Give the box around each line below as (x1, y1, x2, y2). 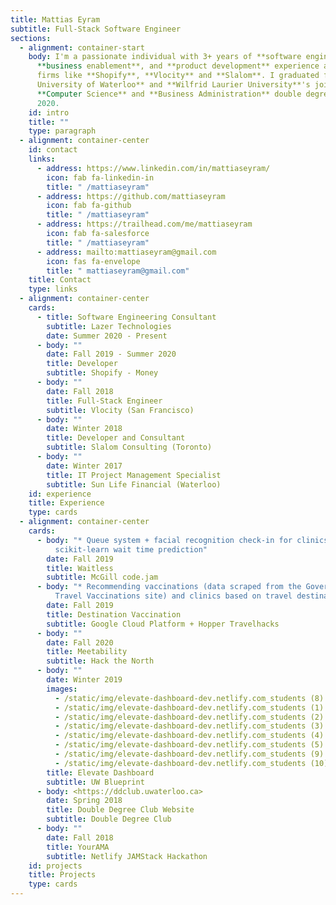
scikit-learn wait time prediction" (54, 544, 208, 555)
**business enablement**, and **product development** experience (36, 61, 320, 71)
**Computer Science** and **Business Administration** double (36, 89, 302, 99)
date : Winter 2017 (46, 461, 123, 471)
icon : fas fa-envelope (46, 256, 141, 266)
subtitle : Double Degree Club (46, 814, 172, 825)
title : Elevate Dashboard (46, 767, 155, 778)
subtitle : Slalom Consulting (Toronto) (46, 442, 213, 453)
